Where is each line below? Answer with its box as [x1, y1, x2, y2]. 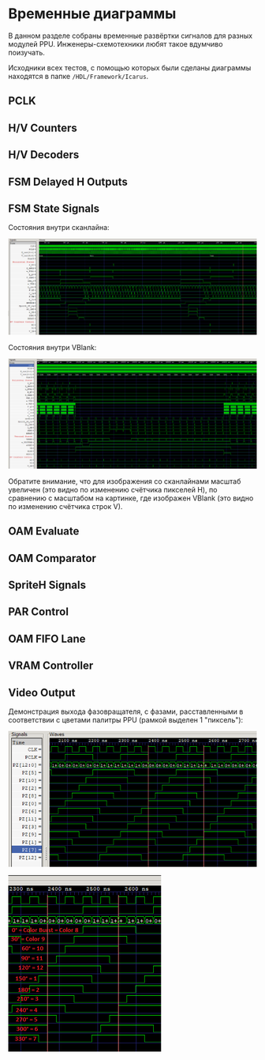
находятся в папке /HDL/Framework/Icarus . [8, 71, 149, 81]
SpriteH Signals [8, 579, 87, 592]
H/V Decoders [8, 148, 80, 162]
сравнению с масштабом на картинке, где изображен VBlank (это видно [8, 493, 254, 503]
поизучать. [8, 47, 46, 57]
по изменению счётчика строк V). [8, 501, 123, 511]
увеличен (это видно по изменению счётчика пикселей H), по [8, 485, 218, 494]
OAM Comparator [8, 551, 97, 565]
